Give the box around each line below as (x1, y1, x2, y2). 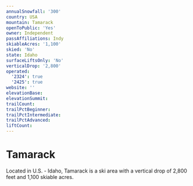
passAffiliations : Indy (6, 36, 64, 42)
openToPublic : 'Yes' (6, 25, 57, 31)
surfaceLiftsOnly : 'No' (6, 57, 64, 63)
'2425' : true (11, 80, 43, 85)
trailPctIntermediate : (6, 112, 61, 118)
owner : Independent (6, 30, 54, 36)
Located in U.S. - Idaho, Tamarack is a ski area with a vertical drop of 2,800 (6, 167, 188, 174)
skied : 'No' (6, 47, 35, 53)
